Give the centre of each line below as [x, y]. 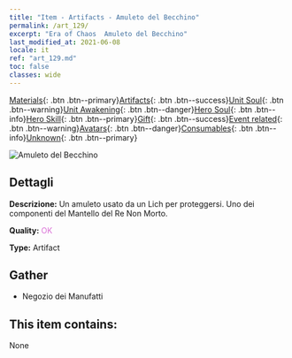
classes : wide [35, 75]
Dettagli [31, 183]
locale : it [29, 50]
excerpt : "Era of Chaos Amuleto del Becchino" [99, 34]
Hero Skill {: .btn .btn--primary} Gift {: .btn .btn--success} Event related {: [154, 118]
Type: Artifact [35, 248]
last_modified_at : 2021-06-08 [65, 42]
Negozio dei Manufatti [62, 296]
